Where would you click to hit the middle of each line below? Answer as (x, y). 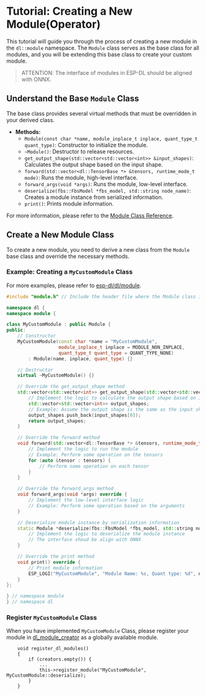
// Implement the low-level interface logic (86, 500)
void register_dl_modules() (53, 649)
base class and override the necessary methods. (68, 256)
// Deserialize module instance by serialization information (98, 522)
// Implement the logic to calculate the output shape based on (112, 398)
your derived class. (31, 120)
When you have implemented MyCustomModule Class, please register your (97, 631)
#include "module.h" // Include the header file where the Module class (101, 297)
